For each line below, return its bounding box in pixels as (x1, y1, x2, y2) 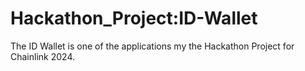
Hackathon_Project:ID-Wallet (10, 7, 258, 30)
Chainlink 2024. (10, 50, 75, 62)
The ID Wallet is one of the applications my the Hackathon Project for (10, 40, 295, 52)
